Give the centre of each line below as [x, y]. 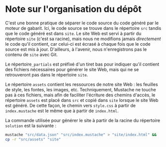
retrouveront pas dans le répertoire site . [47, 74]
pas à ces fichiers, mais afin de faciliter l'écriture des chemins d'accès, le [80, 95]
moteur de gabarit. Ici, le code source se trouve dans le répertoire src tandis [83, 28]
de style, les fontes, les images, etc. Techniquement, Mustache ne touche [81, 89]
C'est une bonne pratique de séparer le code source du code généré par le [82, 23]
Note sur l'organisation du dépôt [73, 9]
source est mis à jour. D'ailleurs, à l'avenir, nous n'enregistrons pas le [76, 49]
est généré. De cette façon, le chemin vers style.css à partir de [70, 105]
